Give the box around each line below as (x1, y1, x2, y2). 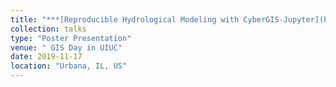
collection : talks (10, 24, 87, 34)
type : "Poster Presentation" (10, 33, 132, 43)
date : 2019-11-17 (10, 52, 83, 62)
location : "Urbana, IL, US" (10, 61, 128, 71)
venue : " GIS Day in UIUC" (10, 42, 123, 53)
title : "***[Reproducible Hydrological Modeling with (10, 14, 240, 25)
